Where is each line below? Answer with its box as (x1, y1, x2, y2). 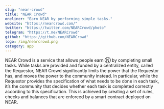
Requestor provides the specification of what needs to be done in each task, (5, 78, 159, 84)
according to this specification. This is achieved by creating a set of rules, (5, 88, 154, 94)
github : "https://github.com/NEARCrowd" (5, 35, 89, 40)
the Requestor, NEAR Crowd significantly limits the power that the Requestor (5, 67, 159, 74)
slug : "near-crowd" (5, 7, 45, 12)
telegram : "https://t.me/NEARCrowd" (5, 30, 80, 35)
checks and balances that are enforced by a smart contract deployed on (5, 94, 151, 100)
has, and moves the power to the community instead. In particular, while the (5, 73, 158, 79)
